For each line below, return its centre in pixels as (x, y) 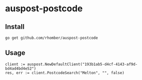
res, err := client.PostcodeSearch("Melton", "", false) (65, 73)
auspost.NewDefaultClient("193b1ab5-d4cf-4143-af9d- (82, 64)
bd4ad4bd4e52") (21, 68)
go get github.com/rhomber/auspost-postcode (52, 38)
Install (15, 27)
